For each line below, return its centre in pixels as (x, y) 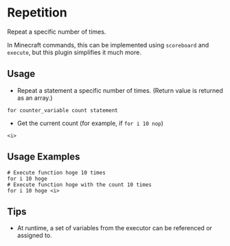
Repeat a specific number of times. (57, 32)
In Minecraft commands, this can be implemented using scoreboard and (108, 45)
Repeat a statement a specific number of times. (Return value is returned (120, 90)
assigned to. (35, 236)
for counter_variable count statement (62, 110)
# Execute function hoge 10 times (57, 172)
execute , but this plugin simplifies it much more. (74, 52)
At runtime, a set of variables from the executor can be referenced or (115, 228)
